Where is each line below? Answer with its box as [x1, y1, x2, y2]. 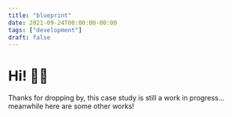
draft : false [8, 33, 51, 42]
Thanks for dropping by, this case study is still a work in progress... [8, 93, 225, 103]
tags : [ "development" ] [8, 26, 82, 34]
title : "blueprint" [8, 11, 72, 20]
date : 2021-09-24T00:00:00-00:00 [8, 19, 118, 27]
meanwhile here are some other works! [8, 101, 135, 111]
